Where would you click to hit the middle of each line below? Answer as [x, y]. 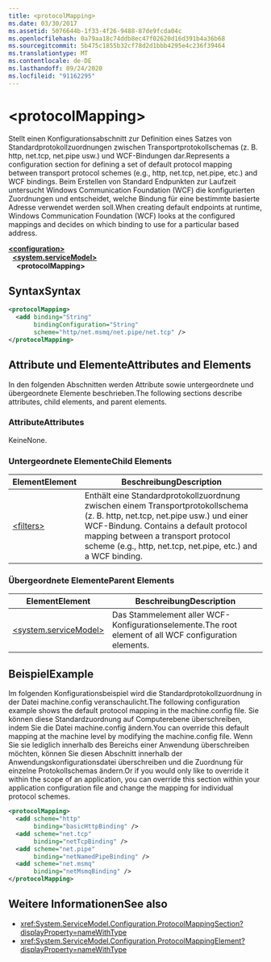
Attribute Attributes [46, 423]
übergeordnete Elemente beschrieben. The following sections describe [125, 393]
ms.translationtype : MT [48, 53]
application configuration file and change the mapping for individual [121, 788]
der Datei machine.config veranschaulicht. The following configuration [124, 702]
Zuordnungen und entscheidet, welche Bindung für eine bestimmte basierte [134, 198]
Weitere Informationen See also [88, 904]
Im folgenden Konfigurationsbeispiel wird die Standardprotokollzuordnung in [135, 694]
